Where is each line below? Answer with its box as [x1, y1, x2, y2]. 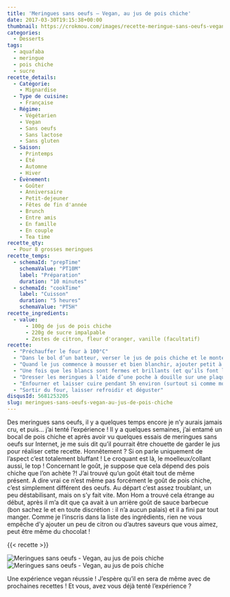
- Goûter [19, 183, 44, 189]
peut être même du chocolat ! [7, 528, 90, 535]
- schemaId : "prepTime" [13, 259, 81, 266]
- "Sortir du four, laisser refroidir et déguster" [13, 386, 164, 393]
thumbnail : [7, 23, 38, 30]
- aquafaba [13, 49, 44, 56]
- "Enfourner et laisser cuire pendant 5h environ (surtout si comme [13, 380, 216, 387]
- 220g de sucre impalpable [25, 329, 106, 336]
